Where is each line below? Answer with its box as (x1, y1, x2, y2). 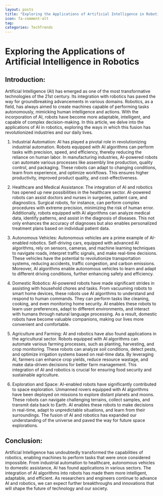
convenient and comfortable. (12, 322, 70, 327)
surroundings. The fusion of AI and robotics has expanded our (12, 412, 137, 418)
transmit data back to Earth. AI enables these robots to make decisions (12, 402, 154, 408)
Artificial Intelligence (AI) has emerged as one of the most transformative (5, 88, 150, 94)
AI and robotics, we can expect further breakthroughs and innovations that (5, 480, 154, 486)
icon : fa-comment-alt (5, 16, 49, 21)
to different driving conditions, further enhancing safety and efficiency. (12, 271, 154, 277)
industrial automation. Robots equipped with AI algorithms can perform (12, 144, 154, 150)
